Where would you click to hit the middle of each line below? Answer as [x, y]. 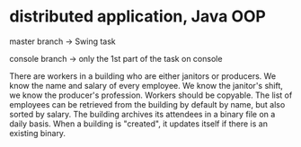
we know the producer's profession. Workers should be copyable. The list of [151, 95]
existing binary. [37, 133]
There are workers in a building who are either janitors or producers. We [143, 76]
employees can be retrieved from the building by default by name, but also [147, 104]
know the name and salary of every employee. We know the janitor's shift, [146, 85]
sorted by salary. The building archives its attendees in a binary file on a [142, 114]
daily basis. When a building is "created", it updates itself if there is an [138, 124]
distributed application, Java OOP [138, 17]
